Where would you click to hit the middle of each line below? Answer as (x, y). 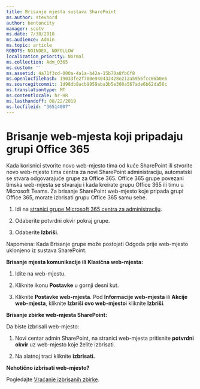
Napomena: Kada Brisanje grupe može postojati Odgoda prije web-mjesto (97, 244)
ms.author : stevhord (32, 17)
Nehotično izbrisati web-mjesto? (48, 368)
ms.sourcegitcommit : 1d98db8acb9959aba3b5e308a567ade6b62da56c (87, 85)
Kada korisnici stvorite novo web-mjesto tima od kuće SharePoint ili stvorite (99, 166)
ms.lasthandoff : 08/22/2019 (41, 101)
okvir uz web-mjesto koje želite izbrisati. (65, 345)
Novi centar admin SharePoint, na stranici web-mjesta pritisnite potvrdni (104, 338)
